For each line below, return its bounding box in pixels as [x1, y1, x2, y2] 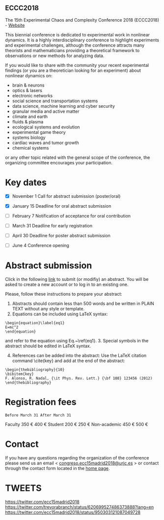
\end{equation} [5, 329, 36, 334]
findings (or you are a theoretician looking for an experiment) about [5, 67, 141, 73]
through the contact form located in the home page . [5, 465, 110, 471]
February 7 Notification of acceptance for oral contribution [12, 213, 131, 218]
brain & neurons [12, 82, 45, 88]
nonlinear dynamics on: [5, 72, 53, 78]
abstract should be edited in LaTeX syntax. [5, 343, 91, 349]
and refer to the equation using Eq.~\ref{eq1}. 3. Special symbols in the [5, 338, 149, 344]
